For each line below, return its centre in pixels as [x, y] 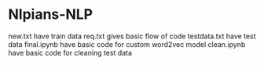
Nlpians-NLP [50, 14]
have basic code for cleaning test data [70, 52]
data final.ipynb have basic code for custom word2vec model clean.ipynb [127, 44]
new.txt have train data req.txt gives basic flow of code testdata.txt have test [132, 36]
